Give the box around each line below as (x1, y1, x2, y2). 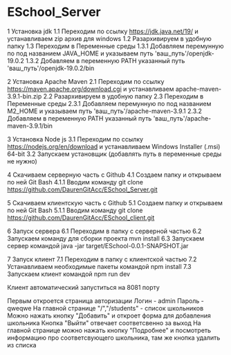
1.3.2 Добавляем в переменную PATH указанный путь (25, 56, 185, 64)
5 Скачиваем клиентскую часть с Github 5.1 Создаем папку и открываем (7, 198, 223, 207)
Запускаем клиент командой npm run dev (7, 270, 130, 278)
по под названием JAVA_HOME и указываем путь (7, 49, 154, 58)
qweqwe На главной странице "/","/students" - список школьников (7, 304, 204, 312)
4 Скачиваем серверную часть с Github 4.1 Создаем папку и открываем (7, 171, 221, 179)
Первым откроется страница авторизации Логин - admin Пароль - (7, 296, 204, 305)
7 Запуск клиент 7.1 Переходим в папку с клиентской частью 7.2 (7, 254, 197, 263)
